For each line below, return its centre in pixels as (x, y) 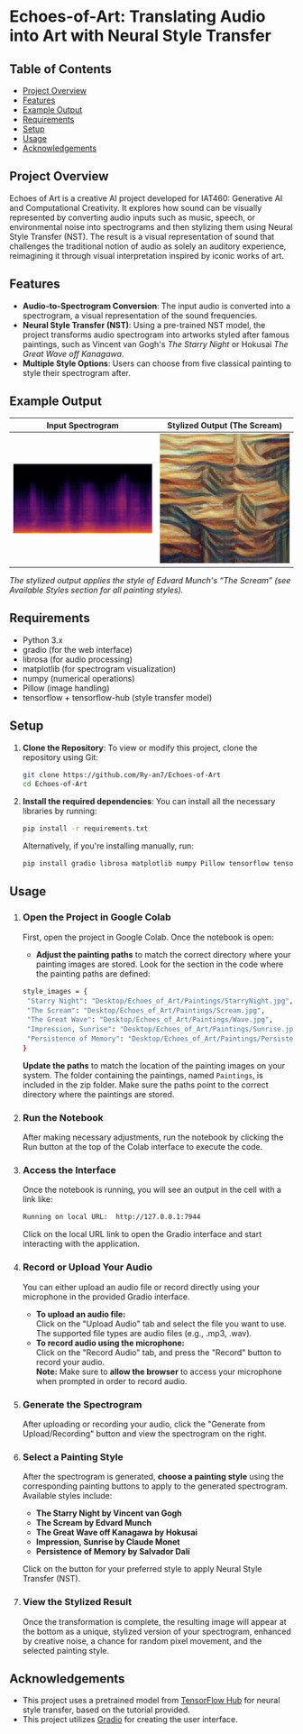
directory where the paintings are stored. (98, 1094)
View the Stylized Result (77, 1602)
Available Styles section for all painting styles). (96, 590)
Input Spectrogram (83, 425)
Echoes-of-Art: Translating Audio (138, 17)
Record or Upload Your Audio (87, 1267)
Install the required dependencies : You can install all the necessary (149, 802)
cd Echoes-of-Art (55, 784)
